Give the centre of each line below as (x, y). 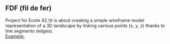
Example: (15, 36)
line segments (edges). (29, 31)
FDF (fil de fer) (29, 8)
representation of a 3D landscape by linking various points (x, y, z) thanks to (85, 25)
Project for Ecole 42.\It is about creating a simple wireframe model (75, 20)
